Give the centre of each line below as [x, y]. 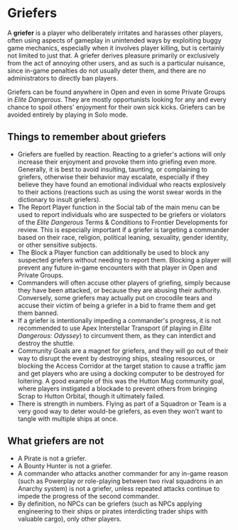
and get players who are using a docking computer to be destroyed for [121, 373]
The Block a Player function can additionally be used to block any [113, 252]
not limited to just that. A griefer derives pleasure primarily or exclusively [114, 55]
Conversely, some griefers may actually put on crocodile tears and [115, 297]
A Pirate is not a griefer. [52, 458]
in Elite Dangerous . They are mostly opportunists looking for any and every [117, 99]
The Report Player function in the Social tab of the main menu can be [119, 207]
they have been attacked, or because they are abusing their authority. [119, 290]
